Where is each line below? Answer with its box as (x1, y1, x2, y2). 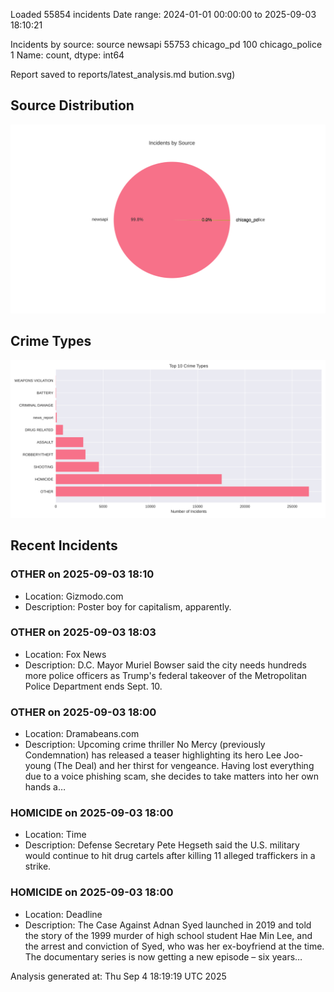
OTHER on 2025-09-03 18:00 (10, 705, 157, 719)
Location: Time (24, 829, 87, 841)
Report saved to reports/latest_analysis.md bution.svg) (10, 69, 236, 80)
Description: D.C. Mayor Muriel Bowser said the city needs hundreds (24, 659, 307, 671)
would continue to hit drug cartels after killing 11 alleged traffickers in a (24, 850, 316, 862)
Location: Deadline (24, 908, 103, 920)
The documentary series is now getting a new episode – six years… (24, 950, 303, 963)
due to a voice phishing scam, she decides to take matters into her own (24, 770, 320, 783)
